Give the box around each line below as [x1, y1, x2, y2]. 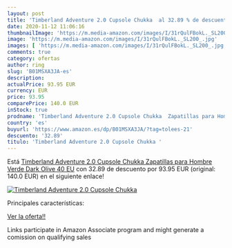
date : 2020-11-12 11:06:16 [7, 23, 85, 30]
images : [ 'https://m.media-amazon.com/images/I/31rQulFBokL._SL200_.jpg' [7, 42, 227, 49]
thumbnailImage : [7, 29, 54, 37]
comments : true [7, 49, 51, 56]
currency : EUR [7, 87, 48, 94]
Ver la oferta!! [7, 212, 46, 221]
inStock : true [7, 106, 48, 113]
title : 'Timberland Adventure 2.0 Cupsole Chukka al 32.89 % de [7, 17, 199, 23]
